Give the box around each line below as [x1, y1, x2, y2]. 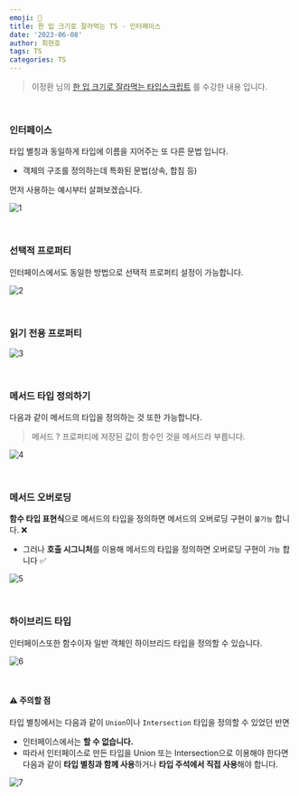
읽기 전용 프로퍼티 [9, 327, 83, 340]
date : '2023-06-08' [9, 30, 83, 39]
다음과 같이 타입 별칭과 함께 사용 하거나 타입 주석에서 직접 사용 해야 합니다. [22, 758, 278, 770]
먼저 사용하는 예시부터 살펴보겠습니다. [9, 185, 143, 196]
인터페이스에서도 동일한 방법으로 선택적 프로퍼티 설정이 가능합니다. [9, 266, 244, 277]
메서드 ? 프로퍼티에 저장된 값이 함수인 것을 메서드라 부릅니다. [31, 431, 246, 442]
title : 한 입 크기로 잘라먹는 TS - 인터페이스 [9, 22, 161, 31]
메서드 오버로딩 [9, 491, 72, 503]
